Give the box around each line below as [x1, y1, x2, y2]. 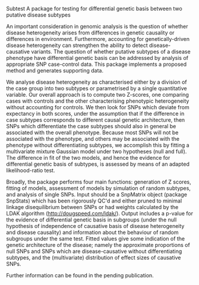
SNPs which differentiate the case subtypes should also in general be [6, 123, 176, 129]
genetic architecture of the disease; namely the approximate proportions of [6, 242, 190, 248]
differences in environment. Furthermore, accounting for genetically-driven [6, 36, 190, 42]
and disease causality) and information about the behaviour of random [6, 229, 179, 236]
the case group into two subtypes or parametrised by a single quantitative [6, 85, 187, 91]
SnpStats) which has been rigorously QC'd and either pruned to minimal [6, 197, 182, 204]
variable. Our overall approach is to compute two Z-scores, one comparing [6, 91, 189, 98]
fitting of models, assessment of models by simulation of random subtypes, [6, 185, 191, 192]
